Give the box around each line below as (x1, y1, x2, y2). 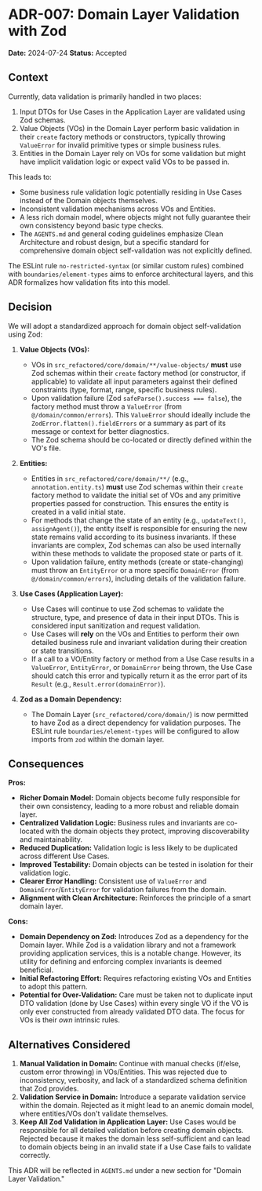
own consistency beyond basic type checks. (19, 220, 164, 230)
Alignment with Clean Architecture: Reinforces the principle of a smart (19, 893, 251, 903)
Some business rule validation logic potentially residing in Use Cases (19, 187, 242, 197)
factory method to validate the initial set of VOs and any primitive (31, 490, 242, 500)
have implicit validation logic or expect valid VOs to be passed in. (19, 157, 230, 166)
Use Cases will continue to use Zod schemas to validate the (31, 604, 225, 614)
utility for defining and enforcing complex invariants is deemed (19, 957, 222, 967)
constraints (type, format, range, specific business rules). (31, 384, 217, 394)
